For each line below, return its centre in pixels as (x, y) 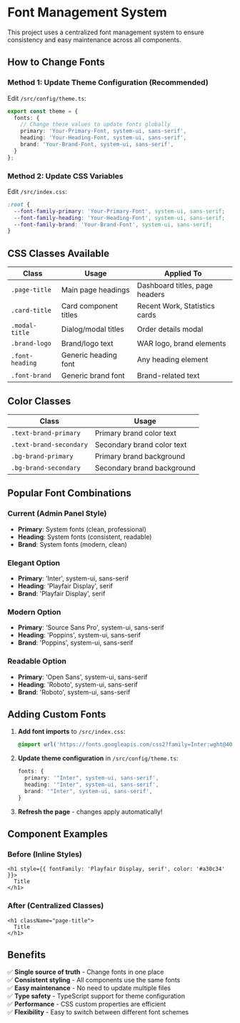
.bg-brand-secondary (46, 468)
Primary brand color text (135, 433)
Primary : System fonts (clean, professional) (82, 529)
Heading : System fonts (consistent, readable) (85, 537)
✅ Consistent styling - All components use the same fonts (94, 980)
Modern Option (34, 612)
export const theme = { (43, 111)
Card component (89, 306)
